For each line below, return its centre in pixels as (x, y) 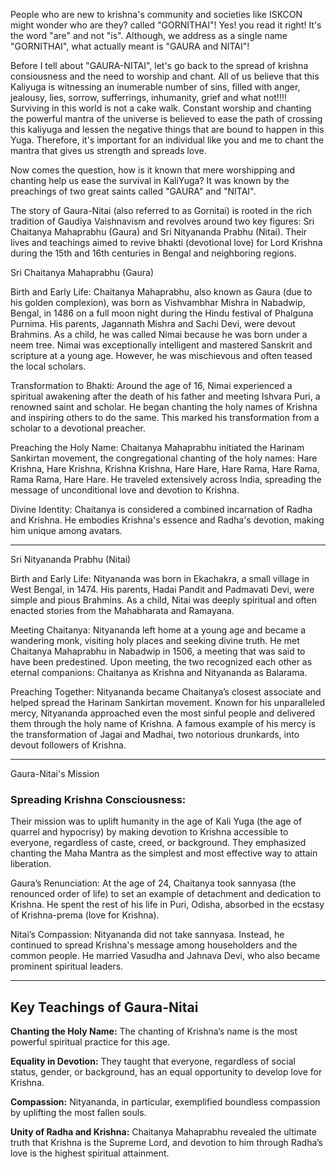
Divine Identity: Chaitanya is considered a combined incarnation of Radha (161, 509)
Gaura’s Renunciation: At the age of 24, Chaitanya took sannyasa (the (153, 883)
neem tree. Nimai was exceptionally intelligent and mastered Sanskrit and (161, 345)
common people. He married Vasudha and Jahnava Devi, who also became (165, 956)
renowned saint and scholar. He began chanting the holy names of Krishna (164, 407)
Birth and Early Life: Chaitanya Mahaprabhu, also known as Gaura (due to (161, 292)
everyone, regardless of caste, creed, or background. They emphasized (158, 843)
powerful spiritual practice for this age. (90, 1042)
